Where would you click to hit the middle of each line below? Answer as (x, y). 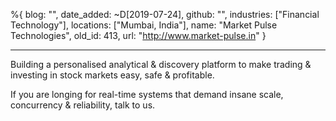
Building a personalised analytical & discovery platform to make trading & (161, 64)
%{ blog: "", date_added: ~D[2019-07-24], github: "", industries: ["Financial (165, 14)
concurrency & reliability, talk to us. (83, 105)
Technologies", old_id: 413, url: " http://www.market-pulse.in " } (138, 35)
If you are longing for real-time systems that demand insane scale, (147, 94)
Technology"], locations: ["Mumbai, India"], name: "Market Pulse (144, 25)
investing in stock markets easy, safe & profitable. (112, 75)
